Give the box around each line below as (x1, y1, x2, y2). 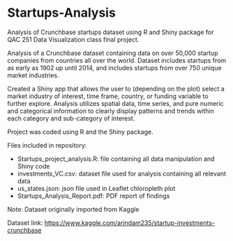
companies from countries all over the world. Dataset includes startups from (7, 56, 227, 64)
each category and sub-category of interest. (7, 114, 135, 123)
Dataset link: (7, 218, 43, 227)
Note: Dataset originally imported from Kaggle (7, 205, 140, 213)
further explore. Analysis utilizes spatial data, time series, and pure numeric (7, 99, 225, 107)
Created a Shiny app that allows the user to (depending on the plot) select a (7, 84, 225, 93)
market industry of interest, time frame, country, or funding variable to (7, 92, 209, 100)
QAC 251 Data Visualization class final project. (7, 35, 140, 43)
